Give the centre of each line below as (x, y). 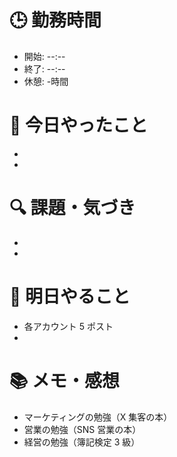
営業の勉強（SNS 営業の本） (82, 429)
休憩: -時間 (46, 81)
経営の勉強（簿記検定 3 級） (82, 442)
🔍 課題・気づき (72, 208)
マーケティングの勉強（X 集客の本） (98, 417)
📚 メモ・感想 (65, 380)
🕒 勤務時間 (55, 20)
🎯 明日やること (70, 297)
